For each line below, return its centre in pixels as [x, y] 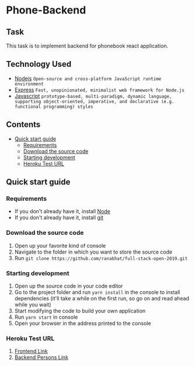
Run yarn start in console [46, 317]
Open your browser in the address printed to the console [83, 323]
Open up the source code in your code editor [69, 286]
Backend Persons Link [41, 357]
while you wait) [33, 305]
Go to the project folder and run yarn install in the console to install [97, 292]
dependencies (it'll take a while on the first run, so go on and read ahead [102, 298]
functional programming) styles [54, 107]
